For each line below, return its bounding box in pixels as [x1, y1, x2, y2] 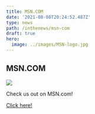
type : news [6, 19, 33, 25]
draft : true [6, 31, 35, 37]
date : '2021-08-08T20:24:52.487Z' [6, 14, 91, 20]
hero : [6, 36, 19, 42]
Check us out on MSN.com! [6, 90, 73, 97]
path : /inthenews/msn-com [6, 25, 70, 31]
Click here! [6, 102, 32, 109]
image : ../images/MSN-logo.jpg [11, 42, 89, 48]
